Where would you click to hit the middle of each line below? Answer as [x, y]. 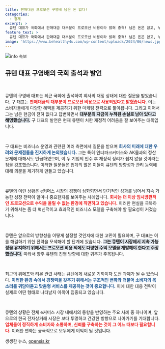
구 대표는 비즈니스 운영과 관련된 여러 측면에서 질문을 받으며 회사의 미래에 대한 [79, 146]
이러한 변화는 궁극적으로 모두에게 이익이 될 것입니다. [61, 330]
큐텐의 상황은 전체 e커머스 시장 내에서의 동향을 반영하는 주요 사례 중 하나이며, [79, 312]
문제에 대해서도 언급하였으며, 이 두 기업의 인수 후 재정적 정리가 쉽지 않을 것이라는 [82, 158]
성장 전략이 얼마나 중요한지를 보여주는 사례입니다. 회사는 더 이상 [75, 197]
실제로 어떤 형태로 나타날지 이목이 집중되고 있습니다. [55, 292]
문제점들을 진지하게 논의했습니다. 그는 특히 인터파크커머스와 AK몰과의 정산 [85, 152]
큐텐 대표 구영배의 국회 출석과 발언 [54, 73]
